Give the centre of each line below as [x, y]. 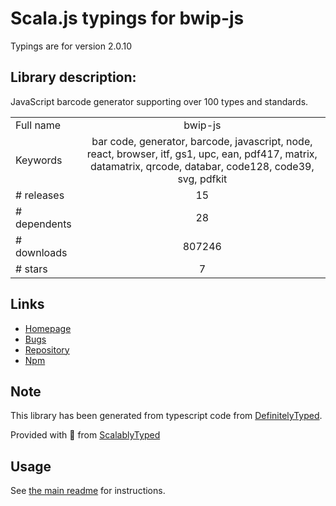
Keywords [39, 160]
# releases [40, 195]
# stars [31, 269]
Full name [38, 125]
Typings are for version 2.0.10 [71, 46]
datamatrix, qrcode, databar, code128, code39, [202, 166]
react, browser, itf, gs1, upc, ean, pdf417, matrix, [202, 154]
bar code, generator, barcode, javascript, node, [202, 141]
